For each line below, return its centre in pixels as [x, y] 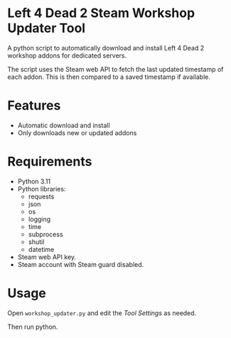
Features [34, 106]
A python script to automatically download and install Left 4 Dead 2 [106, 48]
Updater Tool [47, 28]
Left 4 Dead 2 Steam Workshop [101, 13]
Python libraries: [42, 189]
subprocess [45, 234]
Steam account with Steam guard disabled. [81, 264]
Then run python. [33, 327]
